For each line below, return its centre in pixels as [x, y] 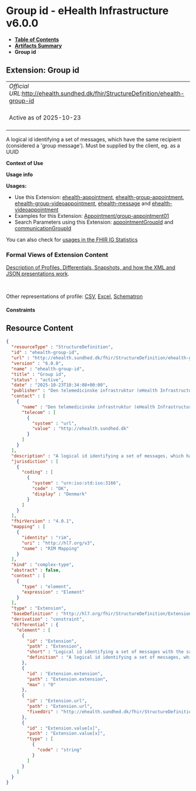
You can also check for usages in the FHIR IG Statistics [72, 239]
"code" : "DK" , [50, 489]
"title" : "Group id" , [39, 374]
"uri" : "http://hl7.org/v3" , [58, 543]
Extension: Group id [43, 71]
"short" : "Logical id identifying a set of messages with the [105, 652]
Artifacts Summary [38, 46]
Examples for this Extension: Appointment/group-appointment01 [92, 215]
